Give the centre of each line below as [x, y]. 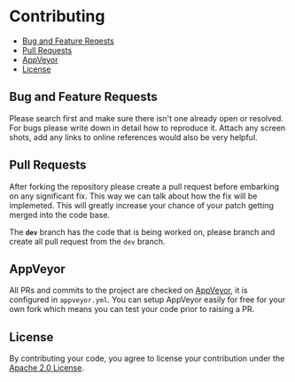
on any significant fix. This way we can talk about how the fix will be [133, 196]
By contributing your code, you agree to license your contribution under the [147, 359]
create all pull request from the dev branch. [87, 241]
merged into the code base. [60, 214]
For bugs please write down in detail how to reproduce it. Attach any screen [147, 128]
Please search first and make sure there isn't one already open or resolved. [146, 118]
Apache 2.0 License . [47, 368]
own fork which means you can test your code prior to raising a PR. [132, 309]
